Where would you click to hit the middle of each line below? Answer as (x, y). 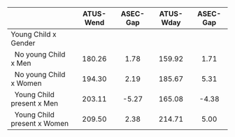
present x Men (34, 103)
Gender (23, 43)
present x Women (40, 123)
